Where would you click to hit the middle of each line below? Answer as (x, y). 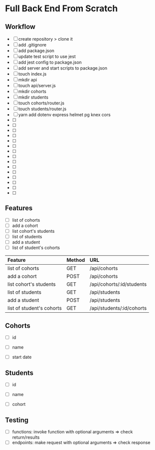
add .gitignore (32, 45)
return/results (26, 437)
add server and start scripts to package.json (63, 68)
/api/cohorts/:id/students (118, 284)
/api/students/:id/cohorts (118, 308)
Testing (17, 420)
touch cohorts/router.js (41, 103)
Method (76, 260)
